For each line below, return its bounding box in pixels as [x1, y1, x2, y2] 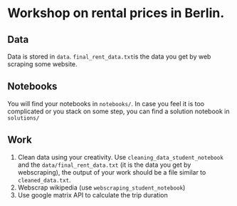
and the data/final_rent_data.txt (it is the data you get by [17, 160, 191, 169]
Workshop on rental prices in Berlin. [7, 5, 225, 21]
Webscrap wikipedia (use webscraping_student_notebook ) [17, 183, 186, 192]
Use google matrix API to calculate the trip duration [17, 190, 169, 199]
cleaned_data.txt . [17, 175, 71, 184]
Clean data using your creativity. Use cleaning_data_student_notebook [17, 153, 224, 161]
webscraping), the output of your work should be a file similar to [17, 168, 206, 176]
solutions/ [7, 114, 40, 122]
